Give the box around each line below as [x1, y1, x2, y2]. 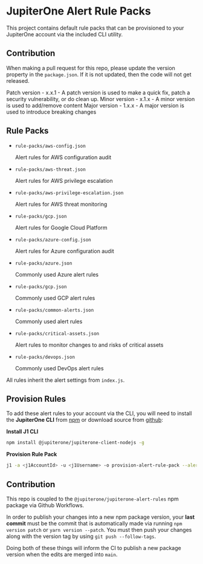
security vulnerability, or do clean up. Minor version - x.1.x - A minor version [6, 95, 195, 102]
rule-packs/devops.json [14, 354, 76, 360]
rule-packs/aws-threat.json [14, 166, 86, 172]
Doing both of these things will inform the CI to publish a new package [6, 544, 181, 551]
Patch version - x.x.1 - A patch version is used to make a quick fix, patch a [6, 89, 190, 96]
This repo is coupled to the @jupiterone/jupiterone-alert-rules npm [6, 495, 179, 502]
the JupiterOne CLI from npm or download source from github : [6, 416, 163, 424]
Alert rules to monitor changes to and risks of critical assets [14, 341, 164, 349]
